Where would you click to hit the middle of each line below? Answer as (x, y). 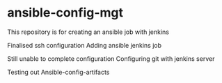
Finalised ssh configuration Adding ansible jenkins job (85, 45)
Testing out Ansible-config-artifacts (58, 72)
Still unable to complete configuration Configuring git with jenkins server (111, 58)
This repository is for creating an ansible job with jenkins (88, 32)
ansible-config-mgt (65, 13)
